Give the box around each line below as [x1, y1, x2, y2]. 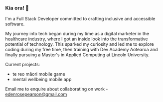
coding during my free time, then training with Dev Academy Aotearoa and [5, 47, 158, 53]
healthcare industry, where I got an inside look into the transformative [5, 36, 148, 42]
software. [5, 21, 25, 27]
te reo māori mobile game [12, 71, 66, 77]
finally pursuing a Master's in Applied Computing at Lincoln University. [5, 52, 150, 58]
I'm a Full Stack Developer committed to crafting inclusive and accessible [5, 16, 156, 22]
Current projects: [5, 62, 40, 68]
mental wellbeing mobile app [12, 77, 72, 83]
